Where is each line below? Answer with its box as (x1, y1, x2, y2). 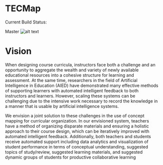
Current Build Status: (5, 19, 47, 25)
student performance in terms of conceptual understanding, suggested (5, 144, 148, 149)
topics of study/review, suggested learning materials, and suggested (5, 149, 143, 155)
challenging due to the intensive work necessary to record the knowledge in (5, 98, 158, 104)
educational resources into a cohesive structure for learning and (5, 72, 134, 78)
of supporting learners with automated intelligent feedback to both (5, 87, 139, 93)
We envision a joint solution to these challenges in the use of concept (5, 113, 145, 119)
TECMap (5, 3, 41, 14)
